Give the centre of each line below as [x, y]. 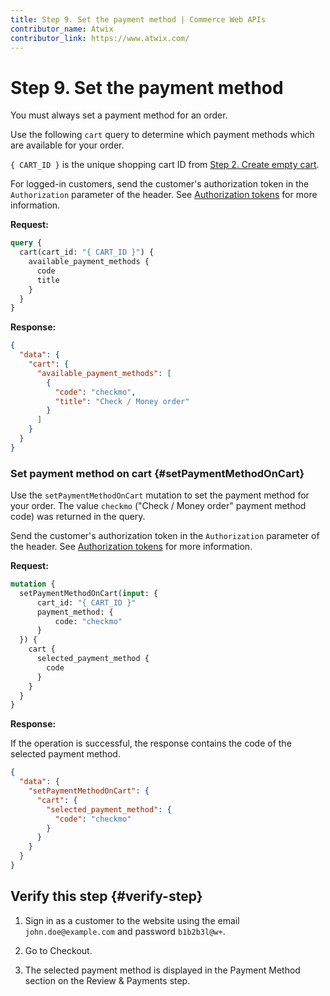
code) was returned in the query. [78, 517]
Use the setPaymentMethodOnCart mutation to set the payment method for [160, 495]
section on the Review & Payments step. [107, 980]
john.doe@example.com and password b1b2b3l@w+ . [125, 931]
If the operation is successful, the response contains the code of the [151, 743]
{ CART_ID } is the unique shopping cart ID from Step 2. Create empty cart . [165, 165]
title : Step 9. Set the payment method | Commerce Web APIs [138, 19]
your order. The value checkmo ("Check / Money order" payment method [158, 506]
